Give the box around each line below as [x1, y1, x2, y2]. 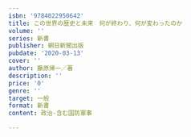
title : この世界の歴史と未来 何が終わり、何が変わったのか [8, 19, 183, 27]
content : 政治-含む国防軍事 [8, 110, 92, 118]
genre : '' [8, 86, 42, 95]
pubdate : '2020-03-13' [8, 49, 84, 57]
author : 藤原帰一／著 [8, 64, 74, 73]
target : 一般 [8, 94, 50, 102]
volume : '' [8, 27, 45, 35]
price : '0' [8, 79, 45, 87]
